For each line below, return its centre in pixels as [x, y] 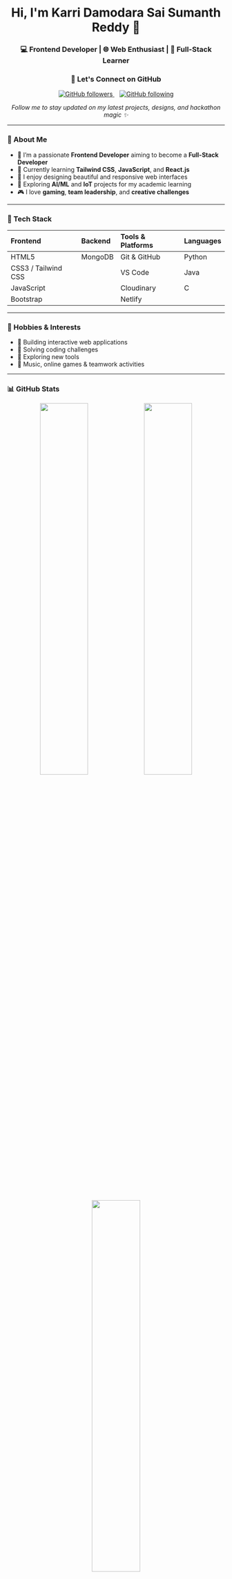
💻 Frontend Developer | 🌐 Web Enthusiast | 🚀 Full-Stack [116, 50]
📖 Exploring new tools [48, 357]
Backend [96, 241]
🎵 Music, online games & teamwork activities [81, 365]
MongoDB [97, 257]
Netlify [131, 299]
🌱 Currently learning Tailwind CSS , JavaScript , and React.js [103, 169]
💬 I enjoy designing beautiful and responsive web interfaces [102, 177]
